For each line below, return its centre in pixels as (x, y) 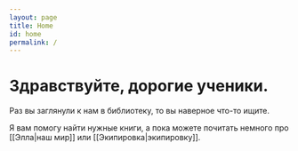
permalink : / (33, 42)
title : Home (31, 26)
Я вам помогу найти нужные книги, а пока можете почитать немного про (149, 128)
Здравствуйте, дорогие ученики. (139, 86)
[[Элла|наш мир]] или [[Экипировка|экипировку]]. (105, 138)
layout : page (33, 17)
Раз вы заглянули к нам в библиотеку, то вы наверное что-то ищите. (139, 111)
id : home (25, 34)
